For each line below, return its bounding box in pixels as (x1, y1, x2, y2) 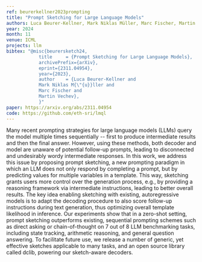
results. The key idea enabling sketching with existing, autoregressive (6, 191, 179, 198)
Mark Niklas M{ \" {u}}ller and (38, 82, 115, 88)
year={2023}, (38, 71, 71, 77)
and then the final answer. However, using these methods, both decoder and (6, 140, 197, 147)
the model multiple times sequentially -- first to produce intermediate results (6, 133, 196, 140)
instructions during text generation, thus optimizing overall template (6, 204, 175, 211)
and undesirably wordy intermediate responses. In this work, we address (6, 152, 187, 160)
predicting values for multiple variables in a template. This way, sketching (6, 172, 189, 179)
